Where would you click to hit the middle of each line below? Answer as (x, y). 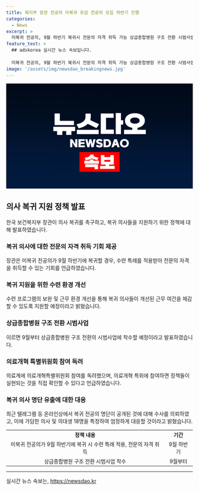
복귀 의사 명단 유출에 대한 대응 (46, 400)
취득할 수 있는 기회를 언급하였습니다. (54, 268)
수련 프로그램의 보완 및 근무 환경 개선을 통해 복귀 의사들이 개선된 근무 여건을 (94, 299)
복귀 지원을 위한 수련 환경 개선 (46, 285)
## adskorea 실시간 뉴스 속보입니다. (52, 50)
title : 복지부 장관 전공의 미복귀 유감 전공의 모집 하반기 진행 (73, 12)
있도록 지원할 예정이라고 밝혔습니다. (60, 306)
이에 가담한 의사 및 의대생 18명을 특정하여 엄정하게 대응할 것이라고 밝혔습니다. (103, 421)
